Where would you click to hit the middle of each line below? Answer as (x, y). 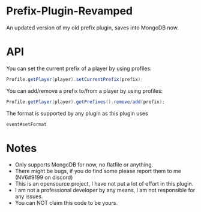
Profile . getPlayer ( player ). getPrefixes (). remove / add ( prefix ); (85, 102)
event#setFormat (26, 124)
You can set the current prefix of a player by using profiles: (79, 68)
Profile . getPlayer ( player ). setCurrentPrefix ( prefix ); (75, 79)
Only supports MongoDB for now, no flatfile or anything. (84, 165)
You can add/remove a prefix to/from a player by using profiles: (85, 90)
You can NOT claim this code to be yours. (66, 203)
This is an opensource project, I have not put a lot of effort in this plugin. (104, 184)
